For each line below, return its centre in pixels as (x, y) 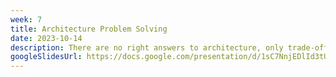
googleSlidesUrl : (46, 57)
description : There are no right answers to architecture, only (147, 47)
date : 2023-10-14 (46, 38)
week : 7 (26, 19)
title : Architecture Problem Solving (89, 29)
